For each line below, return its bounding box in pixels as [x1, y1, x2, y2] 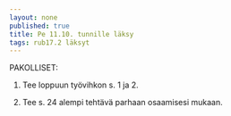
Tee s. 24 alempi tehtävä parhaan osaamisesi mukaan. [21, 97, 223, 108]
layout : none [9, 12, 58, 22]
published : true [9, 21, 70, 30]
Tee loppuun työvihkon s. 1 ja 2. [21, 79, 139, 90]
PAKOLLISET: [9, 62, 58, 73]
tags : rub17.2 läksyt [9, 37, 90, 47]
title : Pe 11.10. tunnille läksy [9, 29, 134, 38]
